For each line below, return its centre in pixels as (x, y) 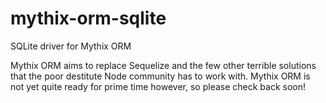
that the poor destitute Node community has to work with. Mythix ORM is (160, 76)
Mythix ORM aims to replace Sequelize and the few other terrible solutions (163, 65)
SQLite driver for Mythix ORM (71, 46)
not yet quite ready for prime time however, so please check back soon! (158, 86)
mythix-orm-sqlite (88, 18)
